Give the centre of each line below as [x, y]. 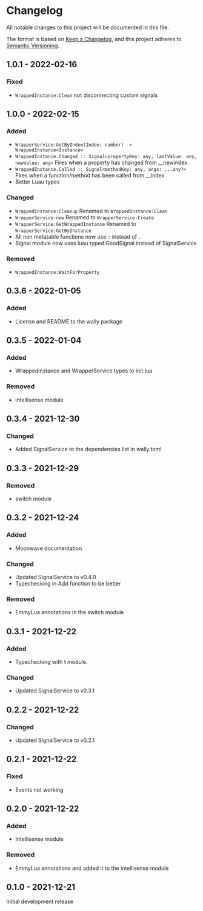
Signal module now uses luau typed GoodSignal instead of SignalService [106, 243]
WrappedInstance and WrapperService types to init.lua [84, 371]
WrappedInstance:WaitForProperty [57, 272]
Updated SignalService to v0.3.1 [55, 691]
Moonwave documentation [48, 548]
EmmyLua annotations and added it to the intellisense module [92, 868]
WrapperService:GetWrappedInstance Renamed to [75, 224]
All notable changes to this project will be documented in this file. [88, 27]
